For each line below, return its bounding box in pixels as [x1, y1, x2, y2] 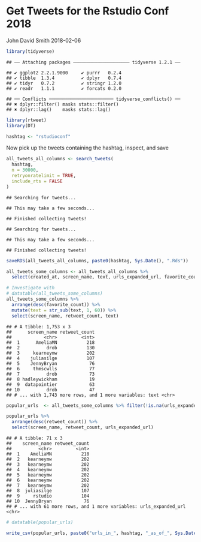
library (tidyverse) [6, 48, 55, 55]
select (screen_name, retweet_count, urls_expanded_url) [11, 424, 154, 430]
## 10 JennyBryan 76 [6, 498, 90, 505]
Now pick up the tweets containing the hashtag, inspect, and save [6, 144, 169, 151]
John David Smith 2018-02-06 [6, 37, 81, 44]
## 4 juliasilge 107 [6, 355, 95, 361]
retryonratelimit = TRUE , [11, 173, 77, 179]
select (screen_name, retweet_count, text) [11, 313, 119, 319]
